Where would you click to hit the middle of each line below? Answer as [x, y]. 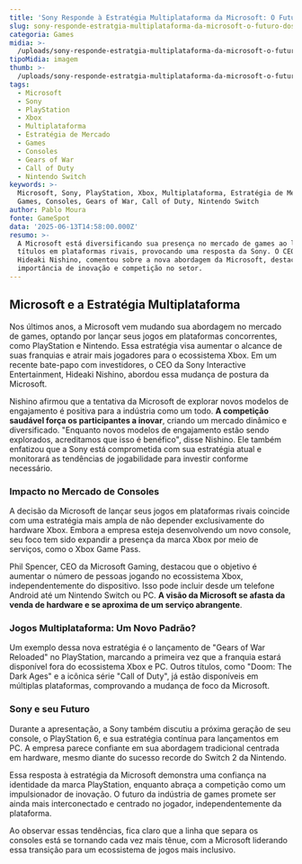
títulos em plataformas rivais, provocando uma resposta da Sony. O [148, 252]
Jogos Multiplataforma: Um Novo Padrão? [102, 628]
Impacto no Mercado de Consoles [84, 491]
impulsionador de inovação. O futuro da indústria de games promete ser [143, 794]
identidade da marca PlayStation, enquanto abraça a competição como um [147, 784]
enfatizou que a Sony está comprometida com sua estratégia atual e [136, 449]
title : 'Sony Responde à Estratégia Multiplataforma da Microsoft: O [142, 18]
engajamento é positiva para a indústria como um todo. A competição [139, 411]
